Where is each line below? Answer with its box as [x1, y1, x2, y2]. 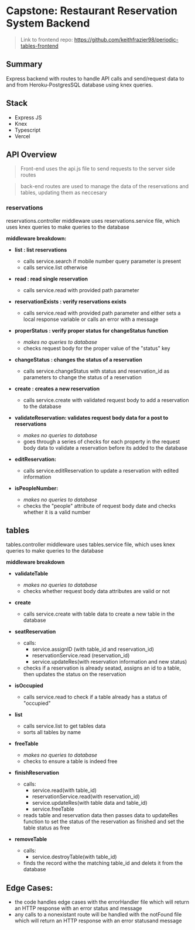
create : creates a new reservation [14, 385, 100, 392]
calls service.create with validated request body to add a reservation [23, 396, 189, 403]
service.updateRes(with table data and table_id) [32, 799, 148, 807]
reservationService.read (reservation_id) [32, 652, 130, 659]
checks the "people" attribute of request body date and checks [23, 502, 176, 509]
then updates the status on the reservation [23, 671, 126, 678]
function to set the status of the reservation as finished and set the [23, 818, 184, 825]
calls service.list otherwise [23, 263, 88, 271]
